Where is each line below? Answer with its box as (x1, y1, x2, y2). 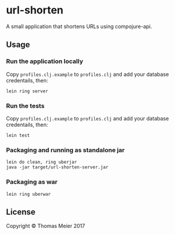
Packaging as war (6, 178, 58, 186)
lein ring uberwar (6, 191, 51, 197)
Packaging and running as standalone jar (6, 146, 125, 154)
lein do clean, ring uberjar (6, 159, 77, 165)
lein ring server (6, 88, 49, 94)
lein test (6, 132, 30, 138)
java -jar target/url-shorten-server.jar (6, 164, 109, 170)
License (6, 207, 36, 217)
